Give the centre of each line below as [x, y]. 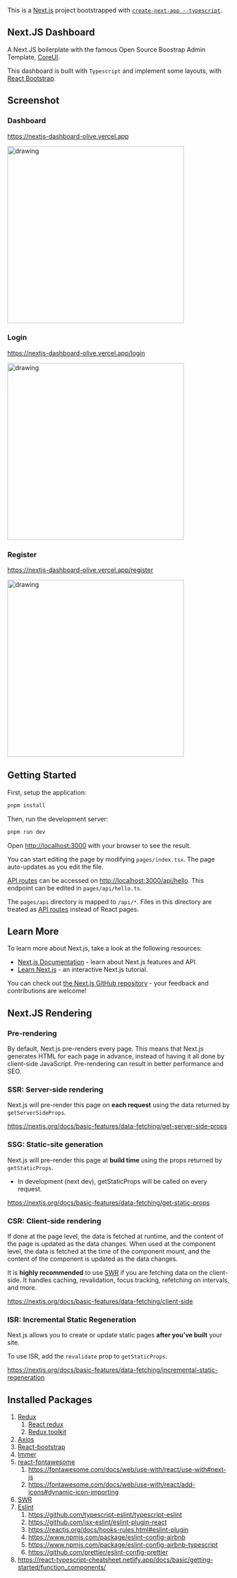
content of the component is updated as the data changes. [93, 1259]
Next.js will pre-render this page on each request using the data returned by [119, 1105]
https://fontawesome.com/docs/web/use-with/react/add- [112, 1485]
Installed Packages [50, 1400]
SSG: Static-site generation [55, 1145]
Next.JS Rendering [50, 1013]
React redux [45, 1424]
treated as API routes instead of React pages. [73, 909]
